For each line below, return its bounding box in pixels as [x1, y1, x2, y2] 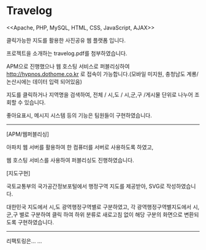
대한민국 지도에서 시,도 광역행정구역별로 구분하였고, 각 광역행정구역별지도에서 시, [6, 203, 200, 210]
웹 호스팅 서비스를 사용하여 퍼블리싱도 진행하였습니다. [6, 156, 134, 164]
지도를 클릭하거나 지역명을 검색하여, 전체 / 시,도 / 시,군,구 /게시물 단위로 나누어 [6, 91, 193, 98]
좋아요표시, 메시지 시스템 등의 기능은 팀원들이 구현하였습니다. [6, 112, 152, 119]
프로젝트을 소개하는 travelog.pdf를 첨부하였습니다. [6, 50, 128, 57]
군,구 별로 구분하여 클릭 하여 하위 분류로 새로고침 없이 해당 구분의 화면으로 [6, 211, 183, 218]
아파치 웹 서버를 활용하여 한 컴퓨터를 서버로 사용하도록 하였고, [6, 143, 154, 151]
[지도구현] [6, 169, 31, 176]
